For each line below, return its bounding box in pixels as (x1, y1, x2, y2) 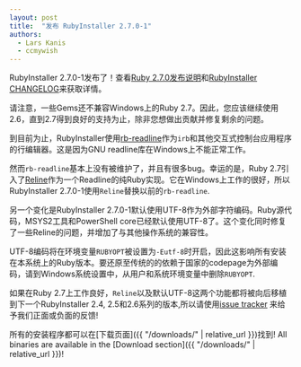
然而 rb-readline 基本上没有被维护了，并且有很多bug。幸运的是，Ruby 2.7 (9, 163, 281, 174)
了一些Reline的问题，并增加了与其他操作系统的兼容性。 (9, 227, 214, 238)
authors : (9, 30, 42, 39)
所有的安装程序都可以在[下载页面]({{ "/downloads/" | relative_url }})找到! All (9, 329, 288, 340)
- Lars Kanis (17, 38, 66, 48)
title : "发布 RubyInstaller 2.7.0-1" (9, 22, 152, 31)
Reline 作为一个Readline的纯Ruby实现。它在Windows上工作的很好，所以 (25, 174, 290, 185)
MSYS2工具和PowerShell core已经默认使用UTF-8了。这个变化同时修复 (24, 216, 287, 227)
